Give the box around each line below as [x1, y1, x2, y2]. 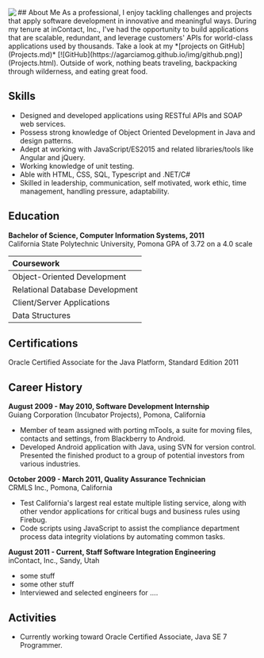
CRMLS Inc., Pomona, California [8, 483, 113, 492]
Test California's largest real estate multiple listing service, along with [19, 499, 247, 508]
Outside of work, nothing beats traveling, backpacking [59, 59, 238, 67]
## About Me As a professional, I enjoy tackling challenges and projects [17, 8, 252, 17]
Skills [8, 90, 36, 103]
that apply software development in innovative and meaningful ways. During [8, 16, 257, 25]
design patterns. [19, 136, 74, 145]
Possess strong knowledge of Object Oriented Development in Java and [19, 127, 256, 137]
